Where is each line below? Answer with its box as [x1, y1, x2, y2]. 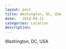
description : [5, 25, 31, 30]
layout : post [5, 7, 31, 12]
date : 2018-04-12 [5, 16, 44, 21]
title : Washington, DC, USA [5, 12, 62, 16]
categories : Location [5, 20, 49, 26]
